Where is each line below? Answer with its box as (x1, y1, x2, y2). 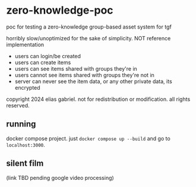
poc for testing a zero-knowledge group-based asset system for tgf (6, 23, 172, 30)
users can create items (14, 59, 71, 66)
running (6, 119, 36, 129)
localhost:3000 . (6, 141, 46, 148)
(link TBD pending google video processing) (6, 174, 114, 181)
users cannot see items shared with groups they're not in (14, 71, 154, 78)
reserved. (6, 102, 30, 109)
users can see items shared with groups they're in (14, 65, 138, 72)
